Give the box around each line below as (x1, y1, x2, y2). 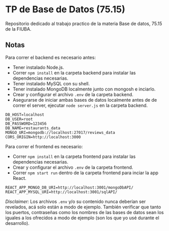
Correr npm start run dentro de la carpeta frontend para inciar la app (12, 170, 159, 176)
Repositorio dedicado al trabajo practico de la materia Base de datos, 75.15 (5, 20, 162, 27)
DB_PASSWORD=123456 (5, 121, 47, 126)
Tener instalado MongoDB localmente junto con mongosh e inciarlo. (12, 86, 156, 92)
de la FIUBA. (5, 26, 32, 32)
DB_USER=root (5, 117, 33, 122)
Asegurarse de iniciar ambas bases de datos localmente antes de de (12, 97, 157, 103)
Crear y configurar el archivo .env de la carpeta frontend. (12, 164, 134, 170)
